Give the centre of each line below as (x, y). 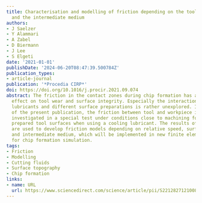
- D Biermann (23, 46)
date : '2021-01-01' (31, 62)
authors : (17, 23)
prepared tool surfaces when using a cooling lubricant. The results (100, 124)
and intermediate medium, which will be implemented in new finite (98, 135)
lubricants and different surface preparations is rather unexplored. (102, 107)
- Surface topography (33, 168)
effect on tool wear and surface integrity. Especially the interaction (105, 101)
